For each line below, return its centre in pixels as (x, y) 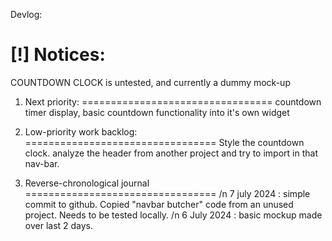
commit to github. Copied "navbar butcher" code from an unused (159, 204)
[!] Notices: (58, 55)
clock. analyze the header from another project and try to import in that (171, 153)
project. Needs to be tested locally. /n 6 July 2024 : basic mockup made (173, 215)
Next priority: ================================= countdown (173, 101)
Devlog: (26, 14)
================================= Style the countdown (164, 142)
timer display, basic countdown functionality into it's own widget (157, 112)
